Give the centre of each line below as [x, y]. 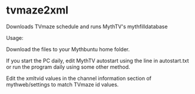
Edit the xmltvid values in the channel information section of [79, 78]
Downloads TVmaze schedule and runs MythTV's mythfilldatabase [87, 26]
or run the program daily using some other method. [68, 67]
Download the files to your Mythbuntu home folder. [68, 49]
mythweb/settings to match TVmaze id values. [62, 84]
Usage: [15, 38]
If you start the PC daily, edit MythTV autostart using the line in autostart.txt [98, 61]
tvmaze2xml [37, 10]
